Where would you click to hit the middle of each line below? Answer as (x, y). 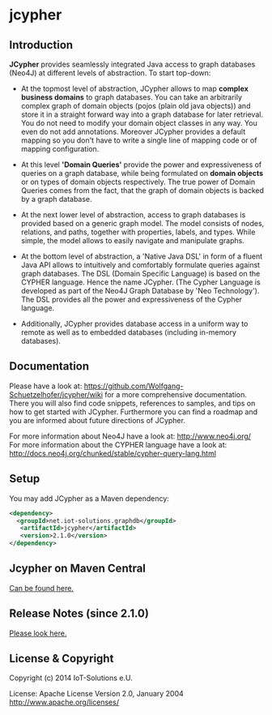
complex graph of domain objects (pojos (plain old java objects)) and (136, 106)
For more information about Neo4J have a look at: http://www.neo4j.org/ (130, 436)
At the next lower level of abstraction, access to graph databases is (133, 215)
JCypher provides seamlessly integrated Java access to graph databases (132, 64)
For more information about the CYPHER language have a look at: (118, 444)
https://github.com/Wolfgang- (134, 386)
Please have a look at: (46, 386)
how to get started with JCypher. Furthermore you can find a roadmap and (134, 412)
